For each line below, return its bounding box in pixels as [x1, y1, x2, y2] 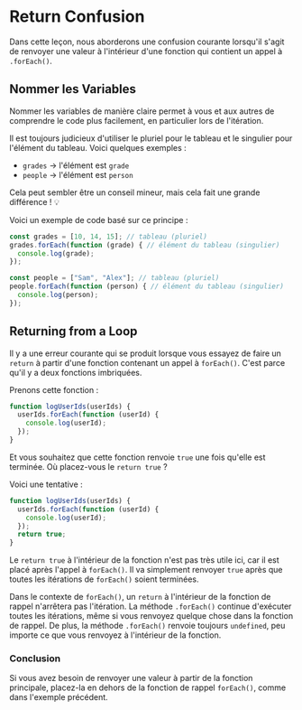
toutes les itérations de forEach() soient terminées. [9, 574, 199, 584]
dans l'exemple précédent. [9, 692, 108, 703]
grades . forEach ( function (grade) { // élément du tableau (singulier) [9, 240, 280, 249]
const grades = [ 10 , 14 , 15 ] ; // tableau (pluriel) [9, 232, 207, 241]
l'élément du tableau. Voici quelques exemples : [9, 142, 187, 153]
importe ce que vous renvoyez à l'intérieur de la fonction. [9, 630, 222, 640]
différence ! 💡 [9, 196, 60, 207]
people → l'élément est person [22, 169, 133, 180]
